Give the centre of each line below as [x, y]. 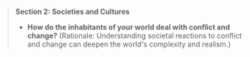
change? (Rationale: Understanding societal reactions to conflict [135, 36]
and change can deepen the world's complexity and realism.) [129, 44]
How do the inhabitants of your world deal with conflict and [129, 27]
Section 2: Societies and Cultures [72, 12]
